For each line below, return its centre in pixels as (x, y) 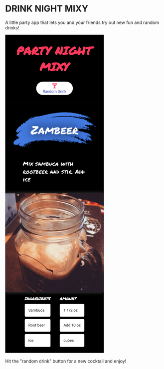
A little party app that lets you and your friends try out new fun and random (82, 22)
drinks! (12, 27)
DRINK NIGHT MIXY (47, 9)
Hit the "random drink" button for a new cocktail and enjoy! (66, 361)
